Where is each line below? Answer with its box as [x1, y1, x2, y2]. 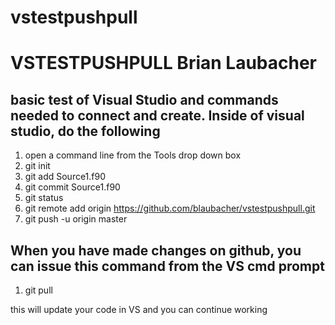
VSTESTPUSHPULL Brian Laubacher [10, 52, 318, 75]
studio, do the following [10, 122, 161, 140]
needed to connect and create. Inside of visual [10, 107, 305, 124]
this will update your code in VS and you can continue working [10, 304, 268, 315]
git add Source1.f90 [24, 171, 107, 183]
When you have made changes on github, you [10, 242, 302, 259]
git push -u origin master [24, 213, 128, 225]
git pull [24, 284, 53, 296]
